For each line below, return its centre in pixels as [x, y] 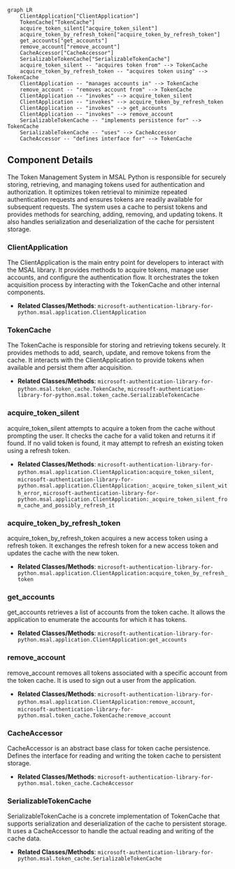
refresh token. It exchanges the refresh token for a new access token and [113, 545]
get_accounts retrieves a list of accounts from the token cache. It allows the [116, 612]
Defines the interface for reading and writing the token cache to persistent [114, 756]
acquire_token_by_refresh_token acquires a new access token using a [108, 538]
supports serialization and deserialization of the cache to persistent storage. [117, 823]
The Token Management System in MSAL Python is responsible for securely [117, 177]
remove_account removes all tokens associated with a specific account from [117, 673]
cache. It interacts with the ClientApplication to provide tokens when [106, 360]
